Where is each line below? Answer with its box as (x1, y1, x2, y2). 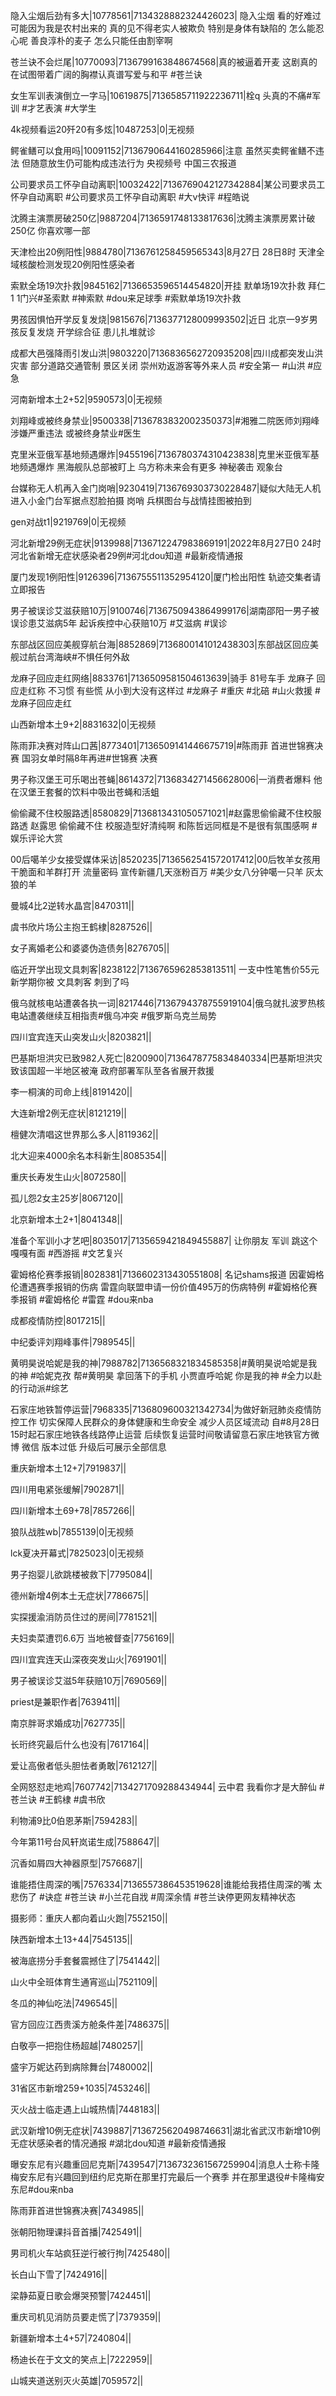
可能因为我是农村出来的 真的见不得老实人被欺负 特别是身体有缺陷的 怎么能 (10, 22, 316, 34)
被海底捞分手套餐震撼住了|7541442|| (10, 1955, 161, 1966)
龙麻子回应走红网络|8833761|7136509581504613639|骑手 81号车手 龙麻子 (10, 672, 315, 684)
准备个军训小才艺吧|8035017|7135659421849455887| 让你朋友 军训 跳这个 (10, 1235, 318, 1246)
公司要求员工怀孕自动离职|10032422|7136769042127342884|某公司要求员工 (10, 179, 326, 190)
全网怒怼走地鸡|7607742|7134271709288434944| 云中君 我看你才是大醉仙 (10, 1781, 317, 1793)
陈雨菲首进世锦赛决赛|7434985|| (10, 2205, 145, 2216)
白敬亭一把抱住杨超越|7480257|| (10, 2040, 144, 2051)
